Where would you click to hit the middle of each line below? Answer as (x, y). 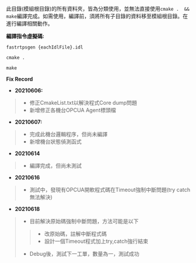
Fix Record (20, 79)
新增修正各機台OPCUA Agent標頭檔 (73, 110)
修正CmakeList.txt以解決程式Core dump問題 (83, 103)
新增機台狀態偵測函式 (55, 142)
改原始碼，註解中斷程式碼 (75, 234)
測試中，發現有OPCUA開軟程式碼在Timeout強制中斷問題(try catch (110, 190)
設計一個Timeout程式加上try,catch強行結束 (96, 241)
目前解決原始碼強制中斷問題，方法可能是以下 (84, 221)
